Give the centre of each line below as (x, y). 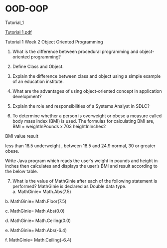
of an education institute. (38, 81)
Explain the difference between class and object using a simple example (86, 76)
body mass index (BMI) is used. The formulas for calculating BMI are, (83, 121)
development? (27, 96)
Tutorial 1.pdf (19, 32)
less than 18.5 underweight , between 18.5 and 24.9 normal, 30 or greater (80, 146)
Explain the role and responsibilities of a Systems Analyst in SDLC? (81, 106)
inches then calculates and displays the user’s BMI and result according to (82, 166)
